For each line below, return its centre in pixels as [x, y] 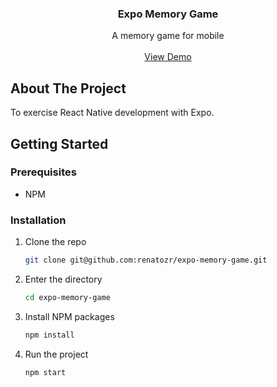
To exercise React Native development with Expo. [112, 113]
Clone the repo [55, 242]
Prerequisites [43, 172]
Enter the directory [63, 279]
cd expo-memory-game [67, 297]
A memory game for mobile [168, 36]
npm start [45, 372]
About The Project [68, 88]
